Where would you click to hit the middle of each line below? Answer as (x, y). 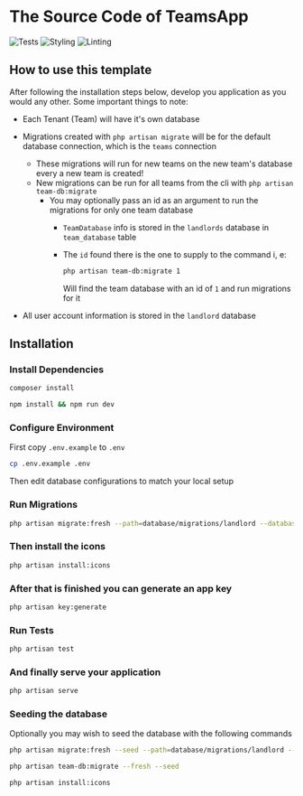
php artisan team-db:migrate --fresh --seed (94, 767)
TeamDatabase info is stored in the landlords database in (166, 227)
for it (72, 298)
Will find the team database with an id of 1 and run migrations (177, 288)
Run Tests (32, 630)
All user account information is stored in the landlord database (139, 315)
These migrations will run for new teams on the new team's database (164, 164)
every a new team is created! (90, 173)
